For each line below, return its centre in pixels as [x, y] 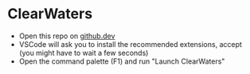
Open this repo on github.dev [67, 36]
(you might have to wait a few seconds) [84, 53]
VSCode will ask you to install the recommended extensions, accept [130, 44]
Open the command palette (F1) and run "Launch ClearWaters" [122, 61]
